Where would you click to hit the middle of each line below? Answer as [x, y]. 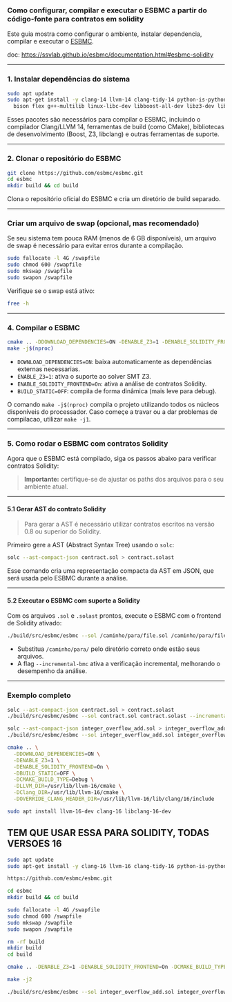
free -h [18, 303]
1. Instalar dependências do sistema [68, 79]
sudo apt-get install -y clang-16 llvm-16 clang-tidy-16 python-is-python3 [118, 866]
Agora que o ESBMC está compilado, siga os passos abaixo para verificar [112, 459]
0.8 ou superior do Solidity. [62, 531]
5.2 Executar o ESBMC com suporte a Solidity [74, 601]
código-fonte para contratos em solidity [76, 19]
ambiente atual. [46, 486]
